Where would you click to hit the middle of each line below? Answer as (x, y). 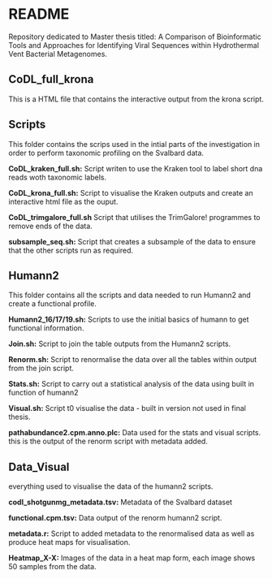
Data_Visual (39, 467)
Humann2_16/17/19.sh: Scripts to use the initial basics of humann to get (129, 320)
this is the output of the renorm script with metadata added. (108, 441)
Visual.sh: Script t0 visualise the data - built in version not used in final (127, 408)
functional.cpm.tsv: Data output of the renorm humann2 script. (115, 518)
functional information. (46, 328)
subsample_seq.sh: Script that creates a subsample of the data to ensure (132, 241)
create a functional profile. (53, 304)
